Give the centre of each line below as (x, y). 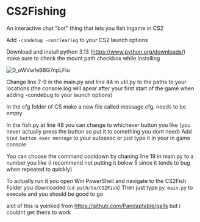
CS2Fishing (36, 11)
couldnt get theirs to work (39, 212)
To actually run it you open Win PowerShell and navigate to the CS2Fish (96, 181)
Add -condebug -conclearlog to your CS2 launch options (77, 40)
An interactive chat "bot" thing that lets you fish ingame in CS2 (85, 28)
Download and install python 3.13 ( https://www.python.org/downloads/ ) (96, 52)
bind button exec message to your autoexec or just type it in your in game (98, 138)
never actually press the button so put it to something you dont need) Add (99, 131)
